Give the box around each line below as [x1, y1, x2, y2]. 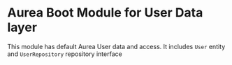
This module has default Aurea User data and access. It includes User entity [7, 42, 226, 50]
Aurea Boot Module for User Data [7, 5, 203, 21]
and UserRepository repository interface [7, 50, 122, 58]
